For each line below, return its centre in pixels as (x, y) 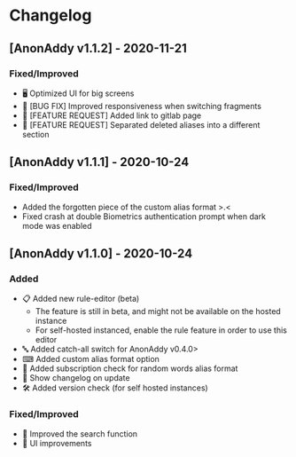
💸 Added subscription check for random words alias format (130, 368)
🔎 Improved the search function (80, 433)
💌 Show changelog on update (76, 378)
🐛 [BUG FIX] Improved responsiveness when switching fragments (141, 106)
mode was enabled (57, 225)
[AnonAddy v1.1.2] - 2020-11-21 (98, 48)
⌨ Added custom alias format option (90, 359)
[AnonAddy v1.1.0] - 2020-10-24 (101, 253)
